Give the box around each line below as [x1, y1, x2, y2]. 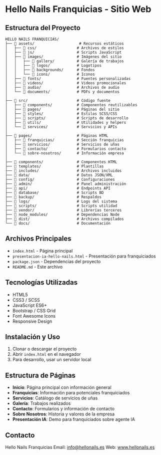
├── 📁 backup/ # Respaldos [5, 194, 101, 199]
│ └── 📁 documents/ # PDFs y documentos [5, 89, 120, 94]
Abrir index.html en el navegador [12, 351, 81, 357]
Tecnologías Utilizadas [5, 278, 78, 287]
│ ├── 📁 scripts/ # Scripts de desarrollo [5, 116, 128, 121]
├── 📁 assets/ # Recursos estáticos [5, 41, 124, 46]
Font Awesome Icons [12, 313, 56, 319]
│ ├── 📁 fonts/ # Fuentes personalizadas [5, 76, 131, 81]
